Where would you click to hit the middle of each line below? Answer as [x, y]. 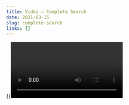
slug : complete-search [34, 23]
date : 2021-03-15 [28, 17]
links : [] [19, 28]
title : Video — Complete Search [46, 12]
